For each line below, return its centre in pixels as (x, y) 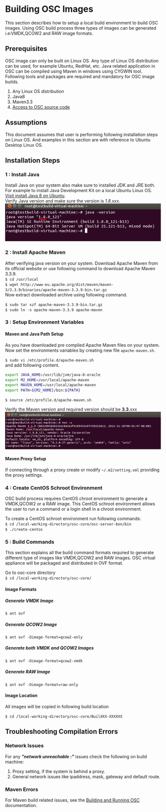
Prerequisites (26, 49)
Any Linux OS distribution (38, 91)
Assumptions (26, 123)
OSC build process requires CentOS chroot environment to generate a (76, 499)
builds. (12, 81)
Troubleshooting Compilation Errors (62, 732)
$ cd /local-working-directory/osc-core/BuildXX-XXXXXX (64, 717)
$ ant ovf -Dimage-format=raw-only (42, 685)
